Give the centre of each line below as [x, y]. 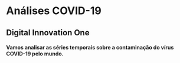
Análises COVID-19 [54, 11]
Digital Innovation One [48, 33]
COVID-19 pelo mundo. [35, 54]
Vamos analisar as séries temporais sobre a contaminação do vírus [90, 48]
